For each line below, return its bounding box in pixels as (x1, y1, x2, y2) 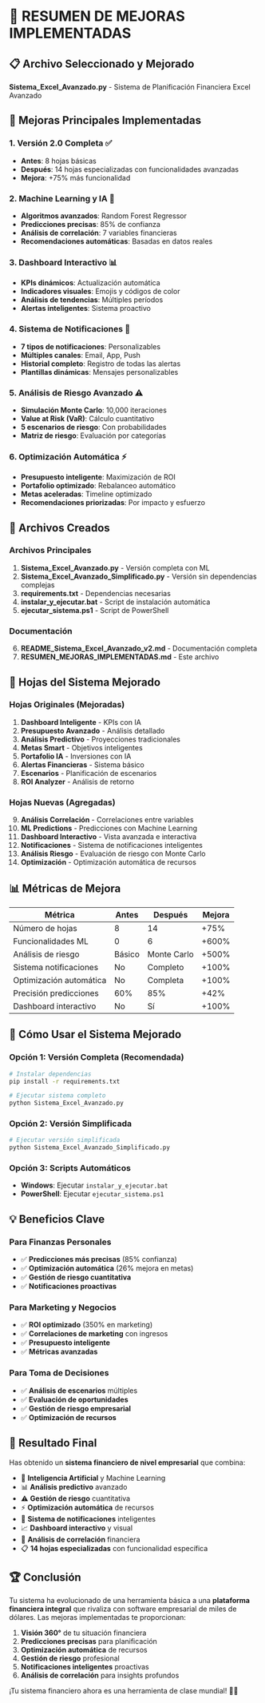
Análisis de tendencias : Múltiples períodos (20, 295, 164, 304)
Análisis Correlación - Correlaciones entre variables (20, 815, 194, 825)
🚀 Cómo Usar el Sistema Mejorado (9, 1028, 182, 1041)
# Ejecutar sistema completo (9, 1092, 106, 1100)
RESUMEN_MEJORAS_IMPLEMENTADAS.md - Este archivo (20, 652, 220, 662)
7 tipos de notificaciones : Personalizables (20, 341, 161, 351)
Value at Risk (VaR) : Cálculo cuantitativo (20, 413, 155, 423)
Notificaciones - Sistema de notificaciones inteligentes (20, 841, 203, 850)
